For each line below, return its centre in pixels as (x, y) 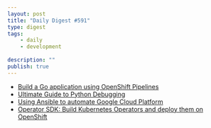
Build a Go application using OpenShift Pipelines (88, 86)
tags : (15, 34)
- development (41, 47)
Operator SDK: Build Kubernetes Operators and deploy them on (110, 109)
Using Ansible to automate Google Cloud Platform (90, 101)
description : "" (31, 60)
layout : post (27, 14)
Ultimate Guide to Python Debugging (71, 94)
